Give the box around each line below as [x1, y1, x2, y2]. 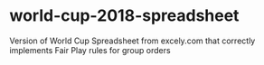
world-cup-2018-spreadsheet [9, 5, 240, 26]
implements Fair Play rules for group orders [9, 44, 171, 55]
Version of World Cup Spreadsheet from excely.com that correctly [9, 35, 256, 46]
